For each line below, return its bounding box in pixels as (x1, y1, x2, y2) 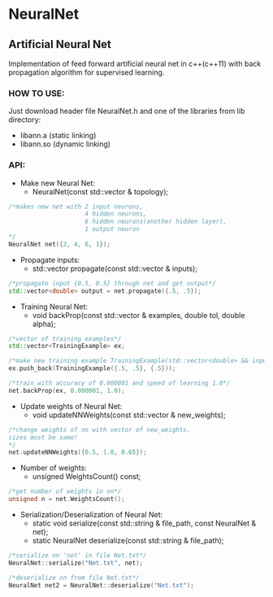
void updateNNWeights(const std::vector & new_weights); (32, 410, 226, 420)
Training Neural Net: (19, 302, 88, 312)
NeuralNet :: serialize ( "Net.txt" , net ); (8, 559, 144, 567)
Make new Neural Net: (19, 178, 96, 188)
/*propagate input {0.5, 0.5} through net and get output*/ (8, 279, 217, 287)
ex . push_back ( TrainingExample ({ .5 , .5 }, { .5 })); (8, 364, 176, 373)
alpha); (32, 319, 56, 329)
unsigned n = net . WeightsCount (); (8, 495, 126, 503)
